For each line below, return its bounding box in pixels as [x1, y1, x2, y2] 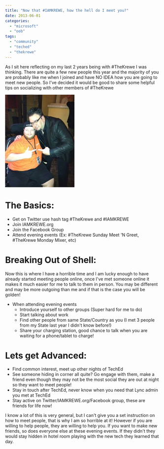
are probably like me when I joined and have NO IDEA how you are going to [5, 74, 158, 80]
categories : [5, 18, 30, 23]
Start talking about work [19, 311, 69, 318]
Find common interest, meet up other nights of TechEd [12, 366, 123, 372]
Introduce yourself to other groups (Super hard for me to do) [19, 306, 143, 312]
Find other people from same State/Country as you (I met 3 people [19, 317, 155, 323]
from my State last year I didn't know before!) [19, 322, 112, 328]
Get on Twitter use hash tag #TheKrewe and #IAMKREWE [12, 216, 130, 222]
